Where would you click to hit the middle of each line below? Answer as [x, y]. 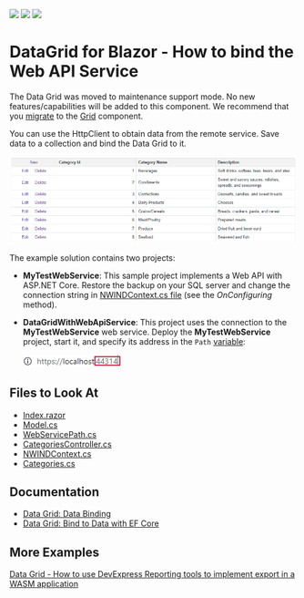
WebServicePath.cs [60, 434]
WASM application [44, 584]
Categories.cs [49, 463]
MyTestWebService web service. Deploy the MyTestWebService [147, 332]
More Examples [55, 552]
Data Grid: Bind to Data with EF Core [91, 523]
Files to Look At [54, 393]
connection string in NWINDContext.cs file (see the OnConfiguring [147, 294]
